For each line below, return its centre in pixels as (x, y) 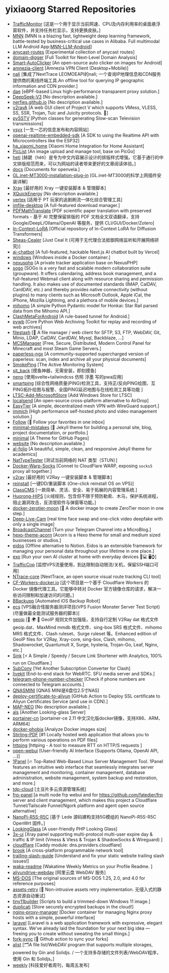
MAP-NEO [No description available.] (51, 707)
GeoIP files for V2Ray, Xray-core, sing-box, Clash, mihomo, (74, 639)
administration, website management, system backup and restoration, (85, 778)
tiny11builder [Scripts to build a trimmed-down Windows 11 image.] (81, 901)
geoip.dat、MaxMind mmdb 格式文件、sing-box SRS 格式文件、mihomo (87, 627)
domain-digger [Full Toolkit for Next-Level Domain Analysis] (75, 57)
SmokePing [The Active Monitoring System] (58, 364)
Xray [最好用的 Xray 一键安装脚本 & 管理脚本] (59, 188)
